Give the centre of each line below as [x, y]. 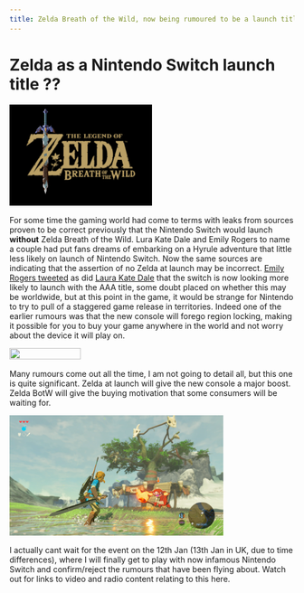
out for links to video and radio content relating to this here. [120, 579]
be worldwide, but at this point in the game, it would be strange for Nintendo [152, 297]
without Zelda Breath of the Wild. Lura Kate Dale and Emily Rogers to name [150, 240]
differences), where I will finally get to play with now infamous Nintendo [143, 560]
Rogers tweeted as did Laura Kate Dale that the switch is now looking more [149, 278]
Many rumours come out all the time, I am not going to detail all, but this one [151, 374]
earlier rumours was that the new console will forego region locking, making [151, 316]
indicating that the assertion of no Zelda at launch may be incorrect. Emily [147, 268]
